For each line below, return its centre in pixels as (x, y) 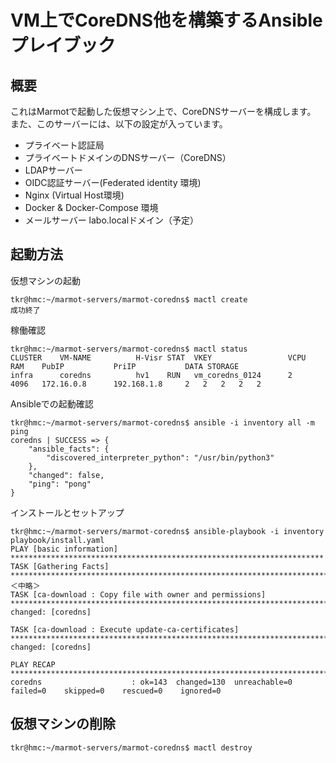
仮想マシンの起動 (45, 280)
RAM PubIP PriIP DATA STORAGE (125, 366)
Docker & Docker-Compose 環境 (91, 207)
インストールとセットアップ (67, 512)
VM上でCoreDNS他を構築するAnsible (166, 20)
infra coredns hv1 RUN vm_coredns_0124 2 (151, 375)
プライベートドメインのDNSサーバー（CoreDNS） (128, 157)
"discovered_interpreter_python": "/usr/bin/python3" (160, 457)
